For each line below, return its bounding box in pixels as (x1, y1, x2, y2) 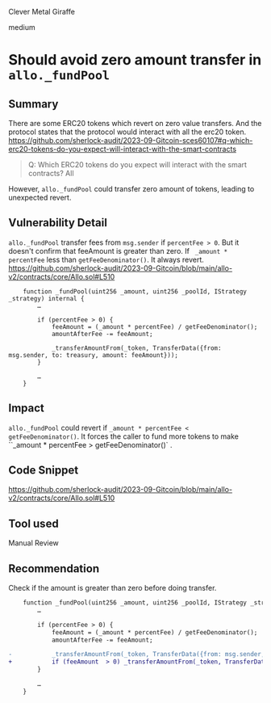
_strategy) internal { (8, 294, 85, 302)
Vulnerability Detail (8, 216, 107, 229)
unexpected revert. (8, 193, 72, 202)
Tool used (8, 516, 59, 530)
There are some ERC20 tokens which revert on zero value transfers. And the (8, 119, 262, 128)
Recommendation (8, 562, 99, 575)
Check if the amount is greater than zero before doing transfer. (8, 583, 217, 593)
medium (8, 23, 35, 32)
